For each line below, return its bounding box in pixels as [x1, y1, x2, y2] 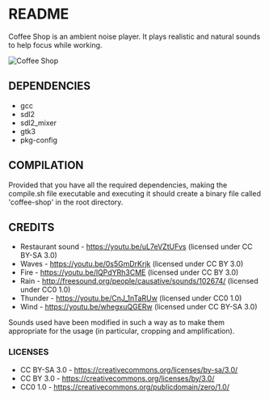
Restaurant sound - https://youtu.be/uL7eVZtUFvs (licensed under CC [19, 242, 253, 251]
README [8, 5, 69, 23]
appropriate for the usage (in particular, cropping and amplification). [8, 326, 235, 336]
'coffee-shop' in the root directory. [8, 197, 124, 207]
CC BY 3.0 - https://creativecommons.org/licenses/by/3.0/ [19, 373, 215, 383]
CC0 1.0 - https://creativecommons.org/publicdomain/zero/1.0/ [19, 381, 230, 392]
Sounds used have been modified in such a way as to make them [8, 318, 225, 327]
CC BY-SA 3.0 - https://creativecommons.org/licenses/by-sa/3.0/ [19, 364, 238, 374]
